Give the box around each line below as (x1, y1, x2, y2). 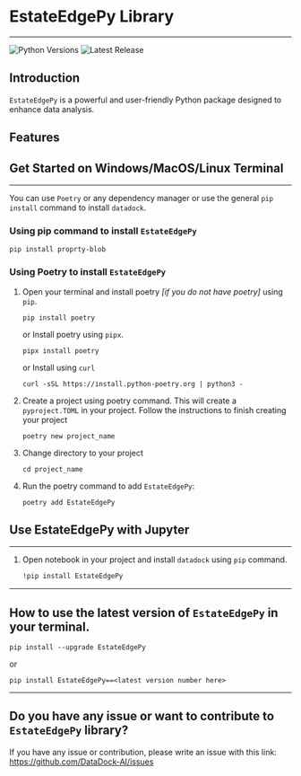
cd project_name (21, 464, 83, 473)
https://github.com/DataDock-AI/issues (9, 756, 154, 767)
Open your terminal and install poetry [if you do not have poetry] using (21, 286, 284, 297)
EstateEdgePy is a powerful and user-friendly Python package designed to (9, 94, 282, 105)
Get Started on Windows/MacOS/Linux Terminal (9, 160, 284, 176)
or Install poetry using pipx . (21, 329, 124, 339)
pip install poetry (21, 313, 96, 322)
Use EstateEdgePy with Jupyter (9, 522, 190, 537)
